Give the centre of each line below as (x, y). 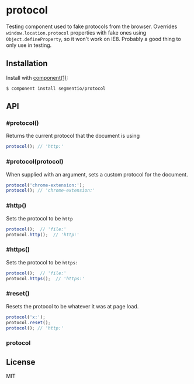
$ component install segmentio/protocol (56, 89)
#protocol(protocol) (35, 162)
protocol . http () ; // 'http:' (43, 235)
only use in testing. (29, 45)
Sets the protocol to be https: (42, 262)
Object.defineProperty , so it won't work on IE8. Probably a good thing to (93, 39)
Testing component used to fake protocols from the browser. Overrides (92, 26)
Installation (27, 64)
